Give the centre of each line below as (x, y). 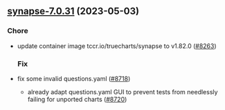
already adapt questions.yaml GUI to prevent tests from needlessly (123, 91)
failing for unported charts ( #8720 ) (77, 99)
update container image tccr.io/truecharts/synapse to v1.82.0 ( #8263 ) (117, 46)
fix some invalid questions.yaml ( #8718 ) (74, 78)
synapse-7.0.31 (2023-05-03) (73, 11)
